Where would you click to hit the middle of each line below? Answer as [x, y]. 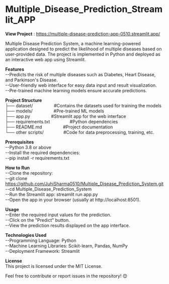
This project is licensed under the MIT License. [54, 266]
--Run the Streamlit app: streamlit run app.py [52, 194]
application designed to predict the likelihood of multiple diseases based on [83, 49]
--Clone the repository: [29, 173]
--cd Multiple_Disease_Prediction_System [49, 189]
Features [15, 69]
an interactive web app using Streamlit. [46, 59]
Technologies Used [26, 235]
